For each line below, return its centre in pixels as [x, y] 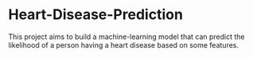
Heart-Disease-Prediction [95, 15]
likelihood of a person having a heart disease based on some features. [124, 44]
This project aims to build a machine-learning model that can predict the [127, 37]
